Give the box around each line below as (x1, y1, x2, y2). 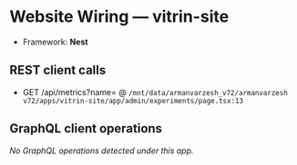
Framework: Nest (22, 36, 88, 47)
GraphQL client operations (9, 121, 162, 137)
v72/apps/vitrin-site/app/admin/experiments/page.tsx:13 (22, 96, 244, 105)
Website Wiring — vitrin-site (9, 6, 230, 27)
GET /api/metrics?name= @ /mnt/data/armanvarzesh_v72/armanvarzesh (22, 86, 289, 97)
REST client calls (9, 63, 107, 78)
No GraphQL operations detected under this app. (9, 145, 194, 156)
